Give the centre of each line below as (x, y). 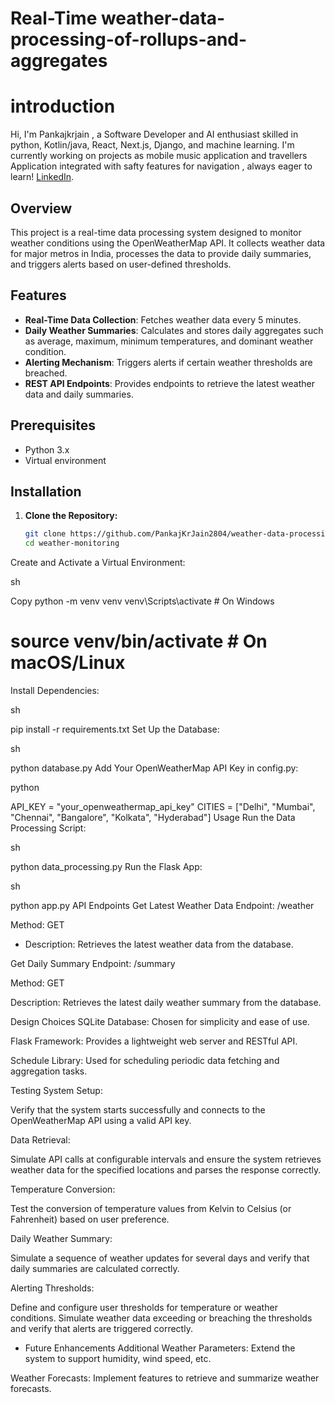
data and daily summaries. (79, 394)
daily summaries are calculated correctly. (95, 1269)
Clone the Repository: (71, 516)
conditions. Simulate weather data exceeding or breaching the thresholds (161, 1318)
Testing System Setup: (56, 1091)
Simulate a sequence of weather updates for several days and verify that (160, 1258)
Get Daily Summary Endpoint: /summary (93, 964)
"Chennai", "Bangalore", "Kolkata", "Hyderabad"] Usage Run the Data (153, 818)
